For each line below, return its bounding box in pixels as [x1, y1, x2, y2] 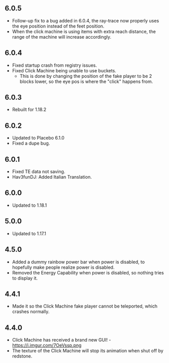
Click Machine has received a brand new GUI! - [12, 337, 111, 343]
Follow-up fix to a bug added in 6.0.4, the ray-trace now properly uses [12, 17, 159, 23]
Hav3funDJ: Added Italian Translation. [12, 174, 92, 180]
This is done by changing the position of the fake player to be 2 [19, 73, 152, 79]
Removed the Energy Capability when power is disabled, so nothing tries [12, 269, 164, 275]
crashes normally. [12, 309, 50, 315]
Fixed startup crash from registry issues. [12, 62, 97, 68]
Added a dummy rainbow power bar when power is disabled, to [12, 259, 145, 265]
